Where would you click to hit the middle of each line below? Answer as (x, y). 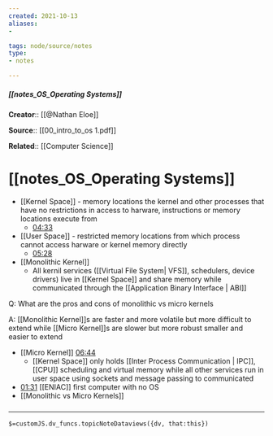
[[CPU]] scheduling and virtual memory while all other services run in (148, 369)
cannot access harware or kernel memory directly (104, 244)
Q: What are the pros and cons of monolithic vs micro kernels (111, 303)
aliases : (23, 24)
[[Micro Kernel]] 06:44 (58, 352)
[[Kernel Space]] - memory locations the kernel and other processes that (142, 201)
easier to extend (36, 336)
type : (17, 54)
